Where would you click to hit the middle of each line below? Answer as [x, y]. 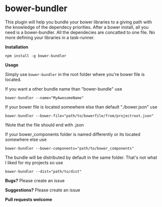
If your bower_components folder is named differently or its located [73, 134]
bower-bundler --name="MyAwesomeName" [44, 98]
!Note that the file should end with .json [45, 125]
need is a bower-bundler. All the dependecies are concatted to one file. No [80, 32]
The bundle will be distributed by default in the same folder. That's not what [81, 157]
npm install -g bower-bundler [36, 56]
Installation [17, 47]
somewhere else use [26, 139]
